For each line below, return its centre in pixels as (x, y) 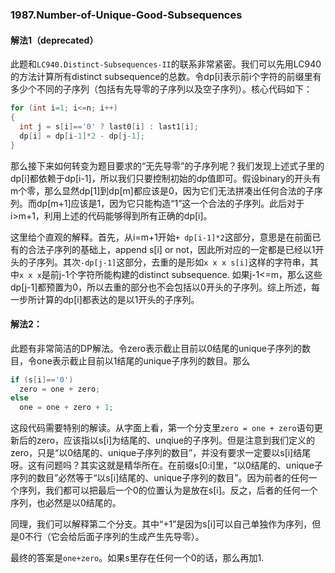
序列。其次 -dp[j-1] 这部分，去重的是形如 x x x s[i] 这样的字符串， (173, 262)
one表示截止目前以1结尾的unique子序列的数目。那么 (143, 360)
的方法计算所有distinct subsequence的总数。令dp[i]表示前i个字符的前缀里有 (166, 77)
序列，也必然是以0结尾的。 (66, 503)
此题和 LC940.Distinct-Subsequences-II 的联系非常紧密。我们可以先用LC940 (166, 64)
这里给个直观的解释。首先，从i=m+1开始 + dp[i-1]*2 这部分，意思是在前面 (161, 237)
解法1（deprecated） (54, 40)
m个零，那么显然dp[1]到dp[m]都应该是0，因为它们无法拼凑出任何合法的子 (162, 190)
